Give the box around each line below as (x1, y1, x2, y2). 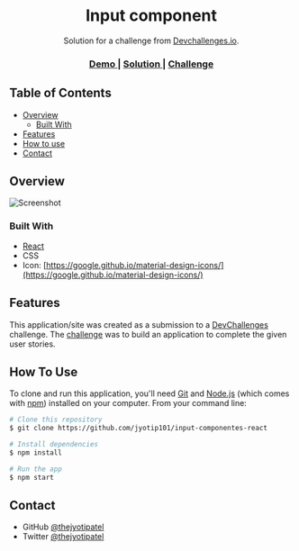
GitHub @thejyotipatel (22, 521, 104, 532)
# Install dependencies (9, 440, 99, 449)
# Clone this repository (9, 415, 103, 424)
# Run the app (9, 465, 63, 474)
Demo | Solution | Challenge (88, 58, 214, 70)
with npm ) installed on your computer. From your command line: (9, 398, 248, 409)
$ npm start (9, 473, 54, 482)
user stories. (9, 339, 56, 349)
